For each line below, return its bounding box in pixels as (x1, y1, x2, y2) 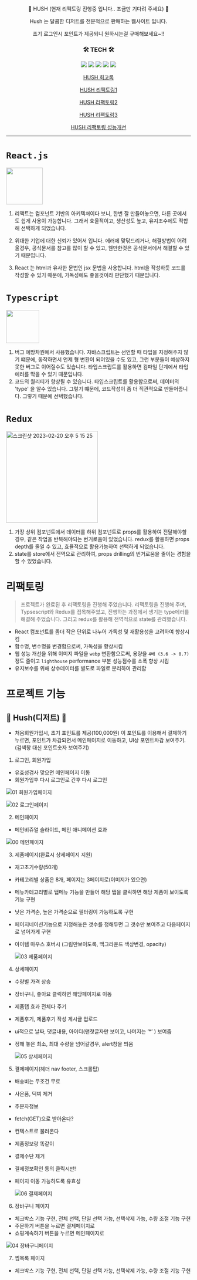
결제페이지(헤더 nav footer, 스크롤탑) (14, 1065, 100, 1072)
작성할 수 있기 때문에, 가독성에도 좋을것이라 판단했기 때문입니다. (14, 272, 161, 279)
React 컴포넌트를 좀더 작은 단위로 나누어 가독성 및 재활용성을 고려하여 (14, 628, 174, 635)
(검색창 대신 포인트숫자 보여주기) (14, 744, 90, 751)
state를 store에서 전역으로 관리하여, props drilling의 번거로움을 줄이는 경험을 (14, 550, 191, 558)
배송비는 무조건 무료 (14, 1078, 60, 1085)
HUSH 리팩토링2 (79, 99, 118, 106)
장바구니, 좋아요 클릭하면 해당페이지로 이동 (14, 991, 113, 998)
